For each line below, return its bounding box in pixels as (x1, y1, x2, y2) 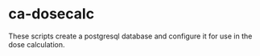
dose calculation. (8, 39, 66, 49)
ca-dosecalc (8, 5, 95, 23)
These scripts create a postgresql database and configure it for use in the (8, 31, 253, 41)
